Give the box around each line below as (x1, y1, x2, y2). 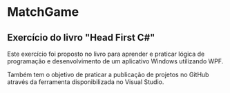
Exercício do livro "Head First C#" (7, 32, 155, 43)
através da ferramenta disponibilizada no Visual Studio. (7, 78, 164, 86)
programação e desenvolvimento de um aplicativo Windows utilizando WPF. (7, 57, 224, 65)
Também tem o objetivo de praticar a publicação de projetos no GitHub (7, 70, 209, 79)
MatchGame (7, 4, 79, 20)
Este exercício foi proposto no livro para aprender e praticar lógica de (7, 50, 205, 58)
